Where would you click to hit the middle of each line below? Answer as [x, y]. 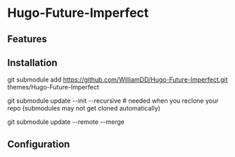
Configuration [39, 144]
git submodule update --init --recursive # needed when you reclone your [113, 101]
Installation [32, 62]
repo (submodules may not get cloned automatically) [84, 108]
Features [27, 39]
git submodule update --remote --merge [66, 122]
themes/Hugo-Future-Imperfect [53, 87]
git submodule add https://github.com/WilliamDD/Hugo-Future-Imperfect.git [118, 80]
